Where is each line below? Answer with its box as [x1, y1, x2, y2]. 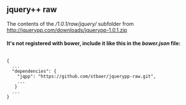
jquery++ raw [6, 5, 57, 15]
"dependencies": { [12, 69, 57, 74]
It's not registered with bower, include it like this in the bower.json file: [6, 40, 181, 47]
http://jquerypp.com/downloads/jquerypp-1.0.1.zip [6, 26, 128, 33]
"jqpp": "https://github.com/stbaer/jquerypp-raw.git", [17, 73, 157, 80]
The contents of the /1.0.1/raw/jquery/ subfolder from [6, 20, 134, 27]
